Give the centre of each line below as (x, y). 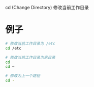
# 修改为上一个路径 (23, 76)
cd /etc (13, 48)
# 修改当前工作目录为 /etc (30, 43)
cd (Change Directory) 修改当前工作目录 (47, 7)
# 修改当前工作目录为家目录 (30, 57)
